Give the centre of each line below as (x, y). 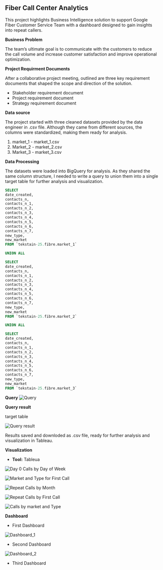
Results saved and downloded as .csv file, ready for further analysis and (77, 435)
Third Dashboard (29, 563)
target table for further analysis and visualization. (54, 181)
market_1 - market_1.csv (36, 142)
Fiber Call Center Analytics (47, 8)
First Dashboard (28, 525)
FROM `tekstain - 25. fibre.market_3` (41, 388)
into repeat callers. (24, 30)
